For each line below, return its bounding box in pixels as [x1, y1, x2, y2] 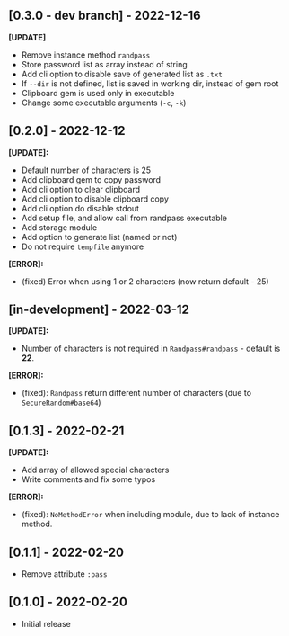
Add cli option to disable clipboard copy [21, 193, 170, 204]
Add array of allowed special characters [21, 464, 170, 476]
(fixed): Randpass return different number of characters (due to [21, 388, 252, 399]
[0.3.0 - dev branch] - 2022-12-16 [8, 8, 201, 23]
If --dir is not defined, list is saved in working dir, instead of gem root [21, 77, 279, 89]
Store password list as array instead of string [21, 58, 188, 69]
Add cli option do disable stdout [21, 202, 140, 213]
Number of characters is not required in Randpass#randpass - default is [21, 343, 281, 354]
